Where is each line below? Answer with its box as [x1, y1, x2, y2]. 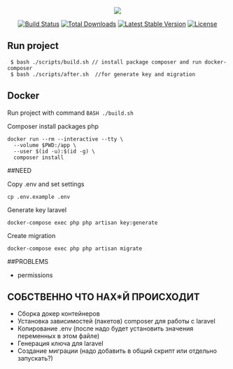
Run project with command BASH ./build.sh [7, 109, 134, 117]
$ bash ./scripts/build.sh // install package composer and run [10, 58, 202, 66]
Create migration [7, 231, 56, 239]
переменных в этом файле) [17, 332, 100, 340]
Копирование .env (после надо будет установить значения [17, 324, 194, 333]
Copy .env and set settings [7, 179, 85, 188]
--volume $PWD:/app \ [13, 141, 77, 148]
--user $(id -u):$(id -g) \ [13, 148, 96, 155]
